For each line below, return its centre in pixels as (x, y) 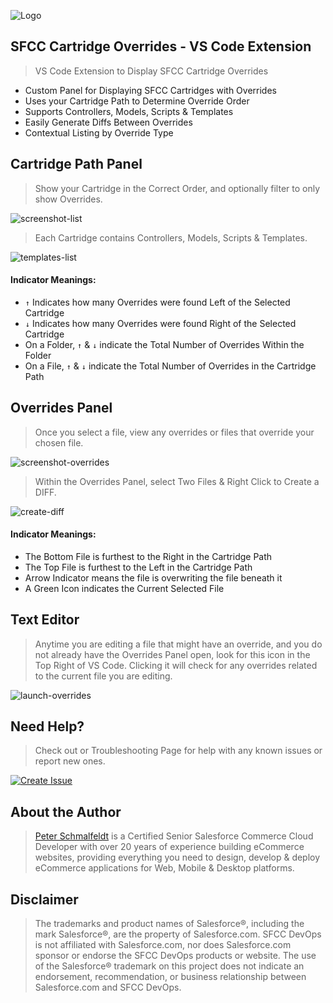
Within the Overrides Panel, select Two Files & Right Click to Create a (177, 481)
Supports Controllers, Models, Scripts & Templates (129, 111)
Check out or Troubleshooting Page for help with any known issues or (178, 751)
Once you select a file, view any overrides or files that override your (174, 432)
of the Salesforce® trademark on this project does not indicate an (169, 966)
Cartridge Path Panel (76, 164)
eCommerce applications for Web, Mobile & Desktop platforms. (164, 868)
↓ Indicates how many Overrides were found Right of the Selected (160, 323)
